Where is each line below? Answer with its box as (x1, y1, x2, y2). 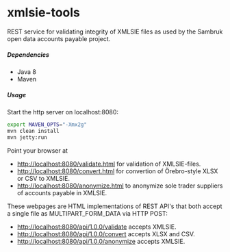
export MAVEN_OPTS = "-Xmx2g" (7, 121, 88, 128)
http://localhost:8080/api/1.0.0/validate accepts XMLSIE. (16, 223, 177, 231)
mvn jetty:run (7, 134, 48, 141)
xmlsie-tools (7, 5, 81, 21)
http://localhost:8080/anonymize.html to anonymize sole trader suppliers (16, 181, 223, 190)
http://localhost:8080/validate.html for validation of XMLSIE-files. (16, 160, 201, 168)
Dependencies (7, 50, 50, 59)
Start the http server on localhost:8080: (7, 108, 118, 116)
